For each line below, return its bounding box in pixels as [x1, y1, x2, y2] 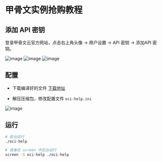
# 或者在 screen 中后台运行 [5, 148, 56, 153]
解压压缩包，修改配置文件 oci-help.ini [12, 96, 92, 101]
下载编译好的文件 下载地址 [12, 85, 65, 91]
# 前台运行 [5, 134, 25, 139]
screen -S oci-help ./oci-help [5, 152, 69, 158]
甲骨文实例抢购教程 [5, 4, 83, 16]
